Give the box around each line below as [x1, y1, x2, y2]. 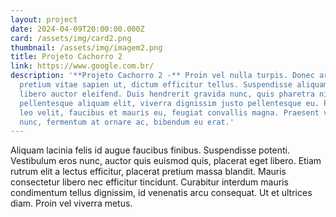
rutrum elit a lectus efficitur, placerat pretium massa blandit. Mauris [10, 166, 287, 178]
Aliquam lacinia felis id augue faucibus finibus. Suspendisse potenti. [10, 144, 290, 156]
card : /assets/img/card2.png [10, 33, 132, 43]
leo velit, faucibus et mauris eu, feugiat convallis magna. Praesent [19, 107, 320, 118]
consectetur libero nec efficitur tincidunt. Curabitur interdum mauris [10, 176, 289, 188]
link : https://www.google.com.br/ [10, 61, 155, 71]
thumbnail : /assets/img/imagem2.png [10, 42, 163, 53]
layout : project [10, 14, 78, 25]
